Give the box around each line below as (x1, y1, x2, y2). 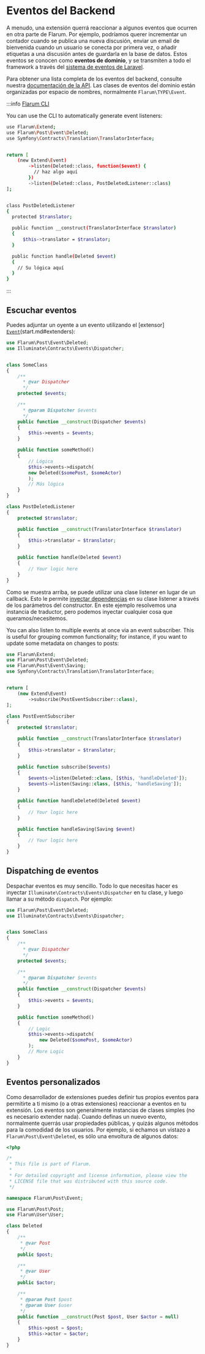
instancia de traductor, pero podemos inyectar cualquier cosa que (6, 608, 173, 615)
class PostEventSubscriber (6, 713, 75, 719)
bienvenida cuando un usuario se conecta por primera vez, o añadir (6, 44, 177, 51)
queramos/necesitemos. (6, 614, 68, 622)
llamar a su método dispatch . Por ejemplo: (6, 895, 113, 902)
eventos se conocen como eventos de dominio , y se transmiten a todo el (6, 57, 191, 64)
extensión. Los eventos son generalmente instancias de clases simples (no (6, 1106, 195, 1114)
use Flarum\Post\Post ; (6, 1206, 64, 1212)
